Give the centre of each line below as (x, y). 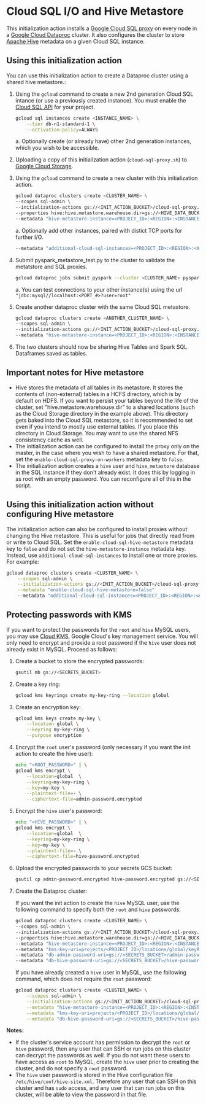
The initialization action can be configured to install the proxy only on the (107, 446)
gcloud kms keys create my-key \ (58, 718)
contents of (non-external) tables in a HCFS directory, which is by (98, 394)
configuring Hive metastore (60, 514)
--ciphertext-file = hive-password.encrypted (83, 857)
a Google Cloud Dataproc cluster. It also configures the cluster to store (96, 34)
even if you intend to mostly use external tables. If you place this (97, 426)
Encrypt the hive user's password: (59, 811)
